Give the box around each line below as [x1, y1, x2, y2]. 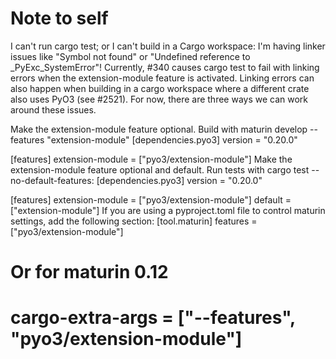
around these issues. [10, 103, 97, 116]
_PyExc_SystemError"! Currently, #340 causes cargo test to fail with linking [10, 61, 320, 73]
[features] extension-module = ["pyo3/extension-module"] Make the [10, 153, 293, 165]
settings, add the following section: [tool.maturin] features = [10, 215, 258, 227]
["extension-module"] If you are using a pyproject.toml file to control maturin [10, 204, 326, 216]
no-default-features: [10, 174, 95, 186]
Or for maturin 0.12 [10, 261, 169, 284]
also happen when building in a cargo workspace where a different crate [10, 82, 310, 94]
